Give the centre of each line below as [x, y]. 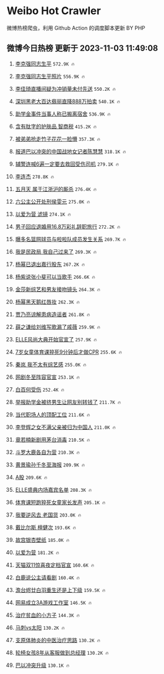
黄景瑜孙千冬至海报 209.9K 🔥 [50, 465]
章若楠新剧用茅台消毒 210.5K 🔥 [53, 439]
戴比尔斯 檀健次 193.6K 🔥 [46, 527]
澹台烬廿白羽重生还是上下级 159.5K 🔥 [60, 590]
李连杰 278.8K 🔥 [35, 176]
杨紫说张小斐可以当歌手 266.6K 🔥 [55, 277]
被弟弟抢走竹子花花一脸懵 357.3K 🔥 [58, 139]
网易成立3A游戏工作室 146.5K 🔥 [53, 602]
